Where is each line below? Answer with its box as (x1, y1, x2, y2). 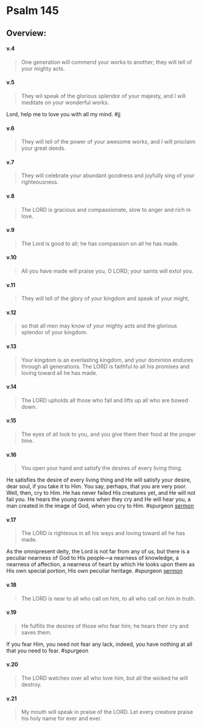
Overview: (6, 28, 47, 38)
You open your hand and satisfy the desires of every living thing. (21, 464, 183, 472)
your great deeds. (21, 144, 66, 152)
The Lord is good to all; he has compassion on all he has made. (21, 240, 180, 247)
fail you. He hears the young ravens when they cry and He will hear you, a (6, 495, 191, 503)
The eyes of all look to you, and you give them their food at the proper (21, 430, 196, 438)
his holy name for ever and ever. (21, 715, 102, 722)
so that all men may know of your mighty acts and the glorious (21, 322, 177, 329)
